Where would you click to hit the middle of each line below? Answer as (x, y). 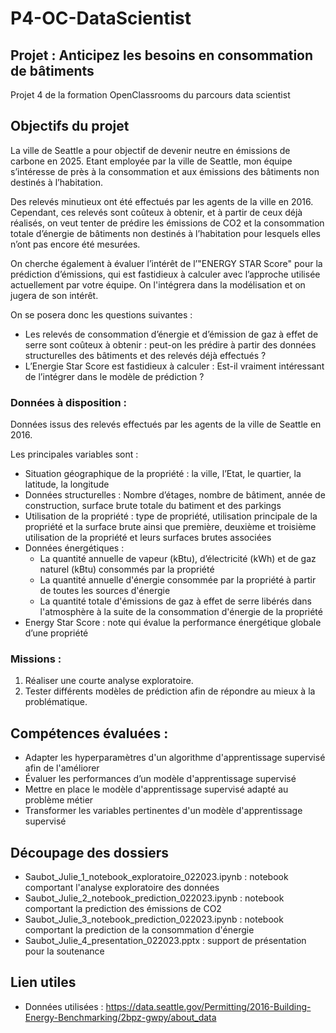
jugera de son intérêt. (54, 295)
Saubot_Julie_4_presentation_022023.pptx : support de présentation (165, 941)
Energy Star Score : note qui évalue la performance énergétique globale (173, 623)
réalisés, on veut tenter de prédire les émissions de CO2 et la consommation (167, 223)
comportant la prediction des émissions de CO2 (123, 909)
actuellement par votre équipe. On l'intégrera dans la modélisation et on (158, 284)
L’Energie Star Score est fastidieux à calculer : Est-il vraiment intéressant (174, 366)
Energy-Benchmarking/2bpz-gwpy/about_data (120, 1017)
